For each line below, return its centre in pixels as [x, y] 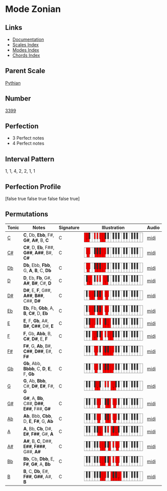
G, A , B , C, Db [37, 271]
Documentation [28, 39]
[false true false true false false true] [42, 199]
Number [18, 99]
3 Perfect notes [28, 138]
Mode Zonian [33, 9]
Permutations [27, 214]
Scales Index [25, 45]
